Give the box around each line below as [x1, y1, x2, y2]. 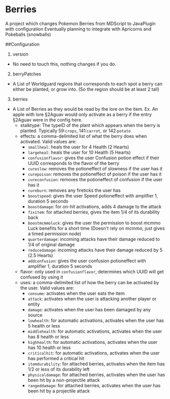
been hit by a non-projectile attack [27, 377, 100, 383]
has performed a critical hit [27, 355, 85, 361]
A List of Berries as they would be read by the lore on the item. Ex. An [12, 106, 158, 112]
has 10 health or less [27, 344, 71, 351]
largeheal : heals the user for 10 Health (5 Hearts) [27, 149, 131, 155]
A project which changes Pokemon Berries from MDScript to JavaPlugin [5, 20, 156, 27]
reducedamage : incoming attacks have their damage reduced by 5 [27, 246, 163, 253]
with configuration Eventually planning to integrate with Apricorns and [5, 26, 151, 32]
